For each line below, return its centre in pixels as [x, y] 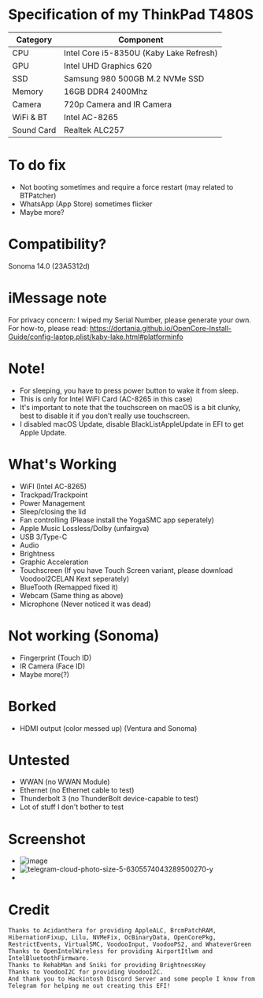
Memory [28, 91]
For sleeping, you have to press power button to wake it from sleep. [129, 390]
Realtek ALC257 [94, 130]
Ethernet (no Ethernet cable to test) [77, 790]
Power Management [52, 503]
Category [34, 40]
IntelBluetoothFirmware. [49, 958]
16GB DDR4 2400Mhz [106, 91]
